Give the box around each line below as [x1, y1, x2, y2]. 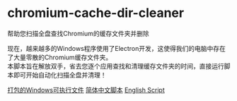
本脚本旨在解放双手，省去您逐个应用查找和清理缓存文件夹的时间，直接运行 [7, 61, 224, 70]
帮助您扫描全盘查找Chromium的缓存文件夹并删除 [7, 29, 150, 37]
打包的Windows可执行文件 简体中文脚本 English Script [7, 85, 165, 94]
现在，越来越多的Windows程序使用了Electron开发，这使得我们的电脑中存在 [7, 44, 226, 52]
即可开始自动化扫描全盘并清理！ [13, 71, 107, 79]
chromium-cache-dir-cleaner [7, 5, 185, 21]
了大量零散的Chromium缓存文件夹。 [7, 53, 112, 61]
